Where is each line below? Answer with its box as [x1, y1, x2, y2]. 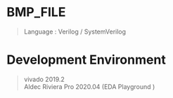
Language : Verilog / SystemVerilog [23, 27, 127, 36]
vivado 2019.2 [23, 75, 65, 83]
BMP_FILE [6, 4, 66, 20]
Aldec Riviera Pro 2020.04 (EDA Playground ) [23, 82, 155, 91]
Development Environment [6, 52, 166, 68]
